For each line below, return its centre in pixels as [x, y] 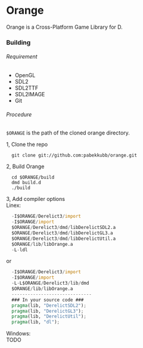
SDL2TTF [27, 88]
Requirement [22, 57]
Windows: [18, 334]
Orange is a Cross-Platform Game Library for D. [65, 27]
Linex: [14, 205]
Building [18, 42]
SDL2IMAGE [30, 94]
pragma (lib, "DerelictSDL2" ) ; [49, 306]
